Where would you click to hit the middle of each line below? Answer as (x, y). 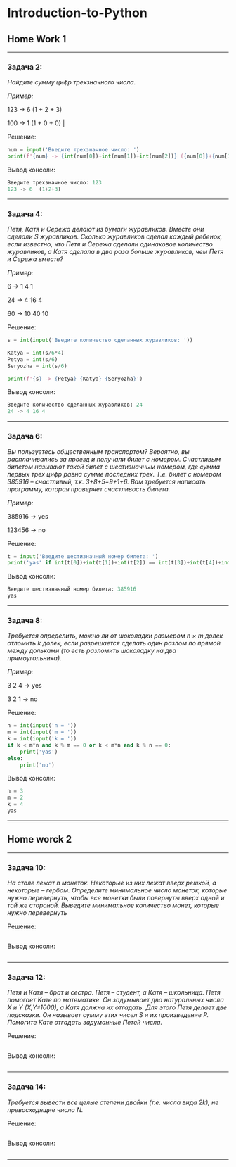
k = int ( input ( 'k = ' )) (42, 739)
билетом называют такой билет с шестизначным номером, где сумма (114, 467)
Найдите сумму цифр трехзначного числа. (72, 82)
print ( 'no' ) (37, 765)
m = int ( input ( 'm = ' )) (42, 732)
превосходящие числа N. (45, 1109)
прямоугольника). (34, 658)
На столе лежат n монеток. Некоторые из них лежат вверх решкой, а (112, 883)
